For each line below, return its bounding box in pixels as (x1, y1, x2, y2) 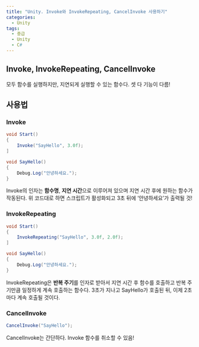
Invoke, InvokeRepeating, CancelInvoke (6, 64, 156, 75)
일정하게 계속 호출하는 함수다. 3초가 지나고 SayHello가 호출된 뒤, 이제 (21, 286, 183, 293)
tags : (6, 25, 20, 32)
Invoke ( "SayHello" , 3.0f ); (17, 142, 84, 149)
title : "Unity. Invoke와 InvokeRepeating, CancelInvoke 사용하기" (6, 8, 168, 15)
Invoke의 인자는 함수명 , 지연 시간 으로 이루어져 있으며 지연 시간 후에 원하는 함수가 (6, 187, 193, 194)
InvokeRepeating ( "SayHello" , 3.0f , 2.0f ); (17, 234, 124, 240)
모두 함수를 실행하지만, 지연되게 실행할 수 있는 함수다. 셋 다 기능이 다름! (6, 80, 170, 88)
